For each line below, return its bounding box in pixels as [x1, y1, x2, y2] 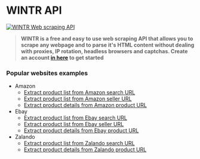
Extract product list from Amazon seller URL [23, 95, 132, 102]
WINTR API [6, 4, 62, 17]
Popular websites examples [6, 69, 88, 77]
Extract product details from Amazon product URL [23, 102, 147, 109]
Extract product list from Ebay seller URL [23, 121, 124, 128]
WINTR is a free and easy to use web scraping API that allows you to [20, 35, 193, 42]
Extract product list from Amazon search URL [23, 89, 136, 96]
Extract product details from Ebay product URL [23, 127, 139, 134]
